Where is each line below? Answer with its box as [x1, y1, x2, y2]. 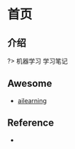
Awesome [7, 78, 52, 90]
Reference [7, 117, 54, 129]
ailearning [17, 96, 47, 105]
